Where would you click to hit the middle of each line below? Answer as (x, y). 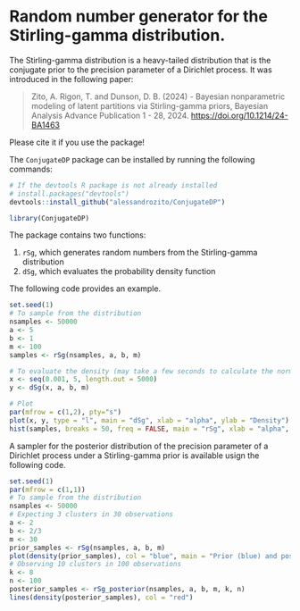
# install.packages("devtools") (69, 194)
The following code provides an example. (85, 289)
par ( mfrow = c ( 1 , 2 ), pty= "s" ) (66, 413)
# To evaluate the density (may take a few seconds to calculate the (142, 371)
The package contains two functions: (78, 235)
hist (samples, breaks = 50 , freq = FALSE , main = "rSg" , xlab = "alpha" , (150, 429)
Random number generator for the (138, 17)
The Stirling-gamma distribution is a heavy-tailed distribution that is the (140, 60)
